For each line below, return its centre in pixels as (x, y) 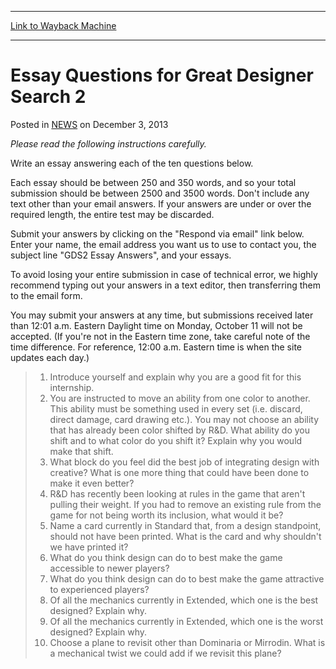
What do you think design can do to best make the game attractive (187, 578)
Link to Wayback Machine (63, 25)
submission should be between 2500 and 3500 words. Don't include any (160, 193)
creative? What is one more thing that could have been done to (179, 472)
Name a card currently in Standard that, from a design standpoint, (185, 525)
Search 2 (48, 97)
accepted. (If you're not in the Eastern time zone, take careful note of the (160, 336)
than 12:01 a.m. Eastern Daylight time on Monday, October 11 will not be (156, 325)
